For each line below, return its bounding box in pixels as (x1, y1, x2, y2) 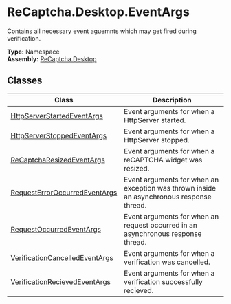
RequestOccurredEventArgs (10, 224, 102, 234)
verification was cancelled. (123, 257, 211, 267)
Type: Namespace (7, 47, 60, 56)
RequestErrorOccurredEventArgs (10, 187, 118, 197)
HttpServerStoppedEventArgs (10, 131, 107, 140)
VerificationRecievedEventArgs (10, 276, 111, 286)
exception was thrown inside (123, 183, 217, 193)
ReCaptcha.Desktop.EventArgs (7, 4, 190, 20)
